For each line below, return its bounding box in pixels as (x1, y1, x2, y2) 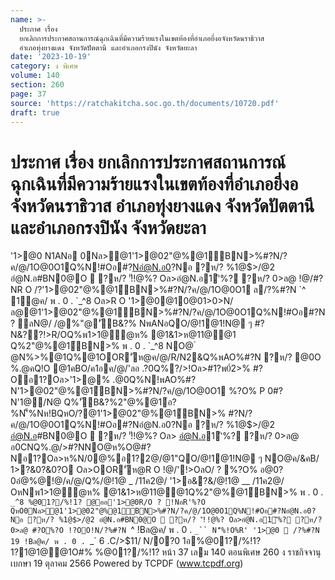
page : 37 (10, 89, 47, 99)
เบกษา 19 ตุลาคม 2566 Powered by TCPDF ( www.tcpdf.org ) (10, 557, 244, 570)
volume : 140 (10, 71, 60, 81)
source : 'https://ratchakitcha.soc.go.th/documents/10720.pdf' (10, 98, 280, 108)
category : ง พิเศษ (10, 61, 79, 71)
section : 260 (10, 80, 65, 90)
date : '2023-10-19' (10, 52, 92, 62)
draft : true (10, 107, 60, 118)
